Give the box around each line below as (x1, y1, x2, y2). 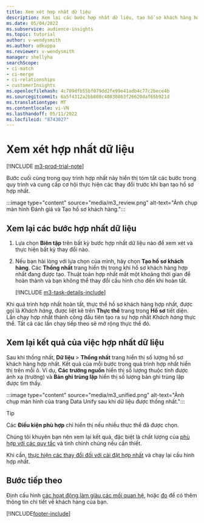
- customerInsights (6, 83, 56, 89)
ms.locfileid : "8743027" (6, 116, 69, 122)
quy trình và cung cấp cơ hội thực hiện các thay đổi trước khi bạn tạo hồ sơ (6, 181, 194, 189)
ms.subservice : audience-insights (6, 26, 94, 32)
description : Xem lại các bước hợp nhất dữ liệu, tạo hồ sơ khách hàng (6, 15, 191, 21)
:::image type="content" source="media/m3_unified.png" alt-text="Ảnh (6, 391, 185, 398)
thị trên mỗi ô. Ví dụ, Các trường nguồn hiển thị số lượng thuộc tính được (6, 366, 188, 374)
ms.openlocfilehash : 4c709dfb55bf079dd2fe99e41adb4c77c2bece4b (6, 88, 170, 94)
